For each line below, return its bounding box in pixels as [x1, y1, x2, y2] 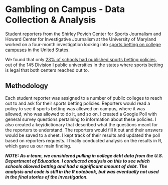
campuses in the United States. [5, 47, 70, 53]
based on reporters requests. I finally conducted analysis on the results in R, [5, 137, 163, 143]
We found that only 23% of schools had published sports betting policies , [5, 56, 157, 62]
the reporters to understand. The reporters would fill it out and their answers [5, 127, 163, 133]
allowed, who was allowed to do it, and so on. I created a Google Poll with [5, 111, 157, 117]
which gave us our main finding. [5, 143, 72, 149]
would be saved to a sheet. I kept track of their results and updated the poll [5, 132, 160, 138]
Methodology [5, 82, 49, 90]
